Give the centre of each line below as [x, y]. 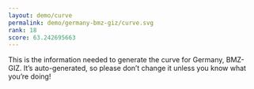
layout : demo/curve [40, 15]
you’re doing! [30, 76]
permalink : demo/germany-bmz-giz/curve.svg [81, 23]
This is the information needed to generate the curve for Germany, [116, 60]
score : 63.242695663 [42, 37]
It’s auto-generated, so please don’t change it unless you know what [135, 69]
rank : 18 [23, 30]
